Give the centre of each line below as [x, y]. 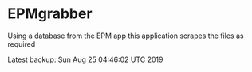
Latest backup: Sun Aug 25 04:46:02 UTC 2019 [85, 59]
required [22, 44]
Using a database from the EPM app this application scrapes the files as [126, 36]
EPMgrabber [50, 14]
